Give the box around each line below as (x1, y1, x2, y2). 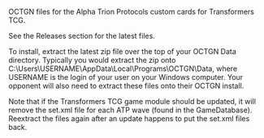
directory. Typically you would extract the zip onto (8, 56, 176, 65)
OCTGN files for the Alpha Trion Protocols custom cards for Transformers (8, 7, 254, 16)
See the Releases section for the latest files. (8, 31, 156, 40)
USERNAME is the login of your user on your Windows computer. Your (8, 73, 244, 82)
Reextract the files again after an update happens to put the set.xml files (8, 114, 250, 123)
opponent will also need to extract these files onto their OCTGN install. (8, 81, 245, 90)
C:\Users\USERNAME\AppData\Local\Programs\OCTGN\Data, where (8, 64, 238, 73)
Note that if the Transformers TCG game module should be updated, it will (8, 97, 256, 106)
